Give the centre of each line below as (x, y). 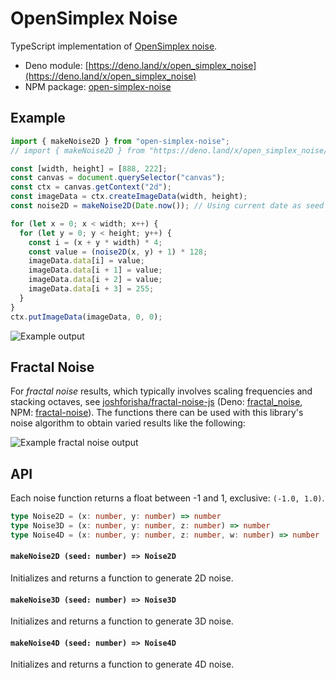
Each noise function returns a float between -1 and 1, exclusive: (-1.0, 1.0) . (167, 498)
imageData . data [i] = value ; (86, 261)
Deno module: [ (56, 65)
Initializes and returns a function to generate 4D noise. (122, 664)
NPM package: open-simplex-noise (98, 86)
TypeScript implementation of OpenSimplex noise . (114, 46)
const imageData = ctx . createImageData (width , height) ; (129, 197)
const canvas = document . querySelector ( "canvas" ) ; (118, 178)
